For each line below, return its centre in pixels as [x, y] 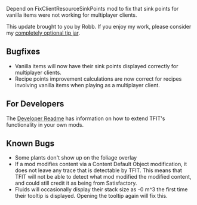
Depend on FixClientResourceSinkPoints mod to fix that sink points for [93, 9]
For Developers [35, 104]
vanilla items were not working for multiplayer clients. [72, 15]
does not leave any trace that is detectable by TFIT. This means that [98, 170]
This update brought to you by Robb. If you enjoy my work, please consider [99, 27]
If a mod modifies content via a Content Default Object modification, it [101, 164]
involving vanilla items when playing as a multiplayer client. [87, 85]
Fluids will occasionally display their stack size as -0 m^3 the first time [101, 189]
